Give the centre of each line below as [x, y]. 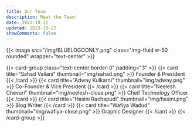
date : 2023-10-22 [27, 22]
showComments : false [31, 34]
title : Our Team [26, 11]
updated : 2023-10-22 [31, 28]
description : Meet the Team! [42, 17]
